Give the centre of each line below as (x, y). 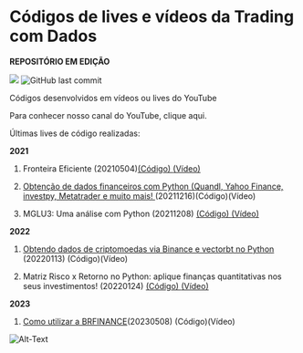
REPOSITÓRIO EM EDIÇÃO (60, 61)
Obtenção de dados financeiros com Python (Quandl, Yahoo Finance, (153, 186)
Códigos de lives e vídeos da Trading (152, 17)
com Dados (53, 36)
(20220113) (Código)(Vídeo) (75, 258)
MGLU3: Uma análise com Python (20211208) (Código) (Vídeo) (141, 213)
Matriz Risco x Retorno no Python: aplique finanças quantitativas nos (152, 276)
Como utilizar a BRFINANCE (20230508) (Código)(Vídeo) (129, 321)
